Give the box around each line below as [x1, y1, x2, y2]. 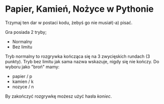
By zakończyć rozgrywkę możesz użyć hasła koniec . [5, 93, 112, 99]
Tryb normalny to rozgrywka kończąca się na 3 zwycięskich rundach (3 [5, 53, 150, 59]
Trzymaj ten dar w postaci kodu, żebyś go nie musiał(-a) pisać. [5, 20, 133, 26]
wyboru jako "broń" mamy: [5, 64, 60, 70]
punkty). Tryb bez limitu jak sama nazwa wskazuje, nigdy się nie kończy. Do [5, 58, 160, 64]
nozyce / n [12, 83, 34, 89]
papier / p [12, 73, 33, 79]
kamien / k [12, 78, 34, 84]
